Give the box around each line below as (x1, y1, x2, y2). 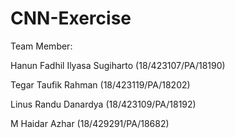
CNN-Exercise (10, 7, 132, 30)
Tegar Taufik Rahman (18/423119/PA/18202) (10, 78, 191, 91)
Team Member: (10, 40, 73, 52)
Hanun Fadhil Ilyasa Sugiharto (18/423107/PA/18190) (10, 59, 226, 71)
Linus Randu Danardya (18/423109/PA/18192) (10, 98, 197, 110)
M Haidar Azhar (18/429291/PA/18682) (10, 117, 170, 129)
